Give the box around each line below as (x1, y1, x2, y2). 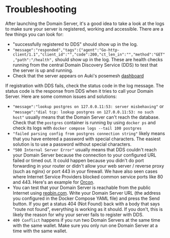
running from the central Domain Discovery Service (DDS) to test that (12, 62, 158, 68)
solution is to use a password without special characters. (12, 141, 132, 147)
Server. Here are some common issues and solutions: (5, 93, 117, 99)
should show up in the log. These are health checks (55, 56, 163, 62)
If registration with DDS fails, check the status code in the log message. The (5, 83, 164, 89)
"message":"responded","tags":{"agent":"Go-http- (12, 47, 120, 52)
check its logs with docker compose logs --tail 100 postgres (12, 125, 142, 131)
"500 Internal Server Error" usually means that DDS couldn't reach (12, 146, 157, 152)
